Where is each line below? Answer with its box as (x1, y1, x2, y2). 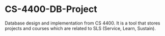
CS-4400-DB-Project (5, 3, 97, 15)
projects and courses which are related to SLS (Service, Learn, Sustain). (5, 25, 156, 31)
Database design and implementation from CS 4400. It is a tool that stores (5, 20, 160, 26)
